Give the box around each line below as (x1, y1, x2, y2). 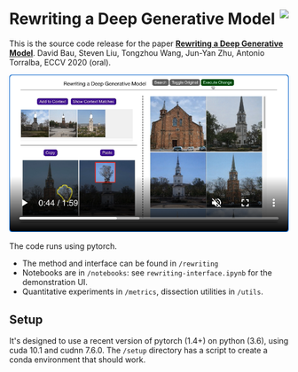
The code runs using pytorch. (9, 241, 118, 252)
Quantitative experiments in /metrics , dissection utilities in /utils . (21, 286, 263, 297)
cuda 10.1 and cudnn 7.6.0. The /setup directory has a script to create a (9, 345, 268, 356)
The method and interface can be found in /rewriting (21, 258, 219, 269)
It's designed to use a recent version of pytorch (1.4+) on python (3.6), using (9, 336, 289, 346)
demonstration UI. (21, 277, 89, 288)
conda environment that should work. (9, 354, 146, 365)
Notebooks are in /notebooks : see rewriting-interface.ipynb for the (21, 267, 272, 278)
